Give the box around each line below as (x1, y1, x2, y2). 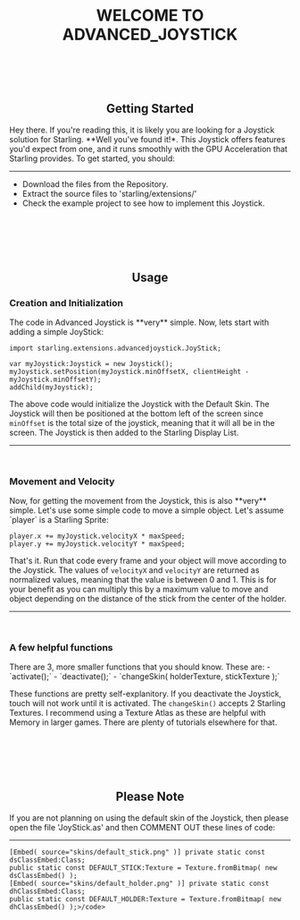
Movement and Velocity (9, 475, 115, 488)
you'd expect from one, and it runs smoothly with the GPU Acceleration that (9, 144, 288, 155)
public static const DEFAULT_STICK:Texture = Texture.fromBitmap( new (9, 864, 278, 873)
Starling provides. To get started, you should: (9, 153, 176, 164)
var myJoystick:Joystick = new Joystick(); (9, 359, 174, 368)
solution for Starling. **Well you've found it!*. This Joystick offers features (9, 134, 286, 145)
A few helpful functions (9, 642, 113, 654)
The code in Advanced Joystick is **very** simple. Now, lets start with (9, 317, 270, 328)
